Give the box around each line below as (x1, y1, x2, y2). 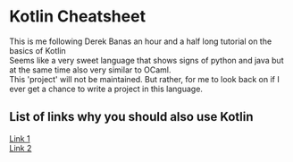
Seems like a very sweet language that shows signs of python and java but (9, 55, 284, 65)
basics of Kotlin (9, 45, 67, 55)
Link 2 (9, 142, 32, 153)
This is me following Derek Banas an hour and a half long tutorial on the (9, 36, 272, 47)
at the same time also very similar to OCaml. (9, 64, 172, 75)
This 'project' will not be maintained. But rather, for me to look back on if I (9, 73, 280, 84)
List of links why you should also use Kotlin (9, 109, 254, 124)
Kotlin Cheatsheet (9, 6, 146, 27)
